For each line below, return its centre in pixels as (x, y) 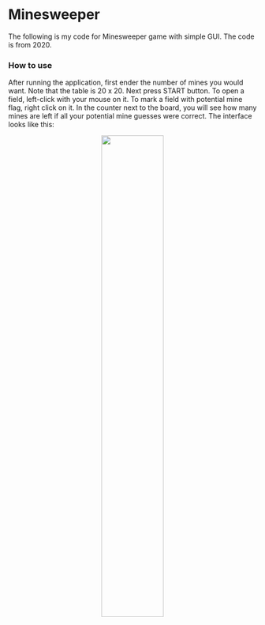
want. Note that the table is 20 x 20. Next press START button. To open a (126, 91)
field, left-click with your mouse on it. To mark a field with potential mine (125, 100)
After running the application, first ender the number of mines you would (126, 83)
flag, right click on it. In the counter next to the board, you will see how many (132, 107)
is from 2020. (30, 44)
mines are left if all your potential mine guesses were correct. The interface (130, 116)
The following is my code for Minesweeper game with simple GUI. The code (131, 36)
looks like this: (32, 125)
